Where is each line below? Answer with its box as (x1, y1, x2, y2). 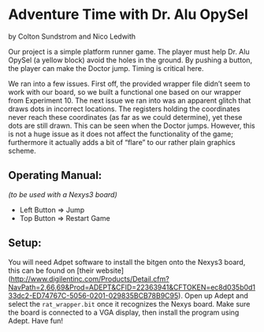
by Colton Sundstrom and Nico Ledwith (8, 32, 136, 41)
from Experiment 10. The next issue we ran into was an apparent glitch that (8, 95, 251, 105)
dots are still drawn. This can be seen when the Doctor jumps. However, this (8, 121, 255, 130)
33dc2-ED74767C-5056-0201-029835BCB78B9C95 (8, 290, 179, 300)
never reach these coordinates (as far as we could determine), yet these (8, 112, 243, 121)
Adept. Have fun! (8, 315, 64, 325)
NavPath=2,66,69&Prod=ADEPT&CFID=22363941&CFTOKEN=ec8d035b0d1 (8, 282, 256, 292)
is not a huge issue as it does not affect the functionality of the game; (8, 129, 234, 139)
